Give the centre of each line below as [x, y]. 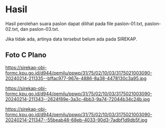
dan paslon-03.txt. [40, 29]
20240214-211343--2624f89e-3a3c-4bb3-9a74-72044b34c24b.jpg [78, 99]
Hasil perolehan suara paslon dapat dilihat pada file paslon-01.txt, [75, 24]
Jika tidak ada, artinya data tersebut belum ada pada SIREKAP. [71, 39]
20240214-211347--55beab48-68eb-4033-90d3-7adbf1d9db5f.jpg [76, 120]
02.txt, [12, 29]
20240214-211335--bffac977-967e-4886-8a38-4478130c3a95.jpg [76, 78]
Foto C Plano [26, 55]
